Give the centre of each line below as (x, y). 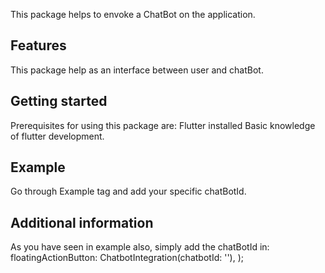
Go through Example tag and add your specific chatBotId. (128, 191)
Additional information (82, 222)
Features (38, 45)
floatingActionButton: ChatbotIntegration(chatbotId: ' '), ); (127, 258)
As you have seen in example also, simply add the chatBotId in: (140, 247)
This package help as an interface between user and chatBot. (137, 70)
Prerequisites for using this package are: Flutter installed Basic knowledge (163, 125)
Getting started (59, 101)
